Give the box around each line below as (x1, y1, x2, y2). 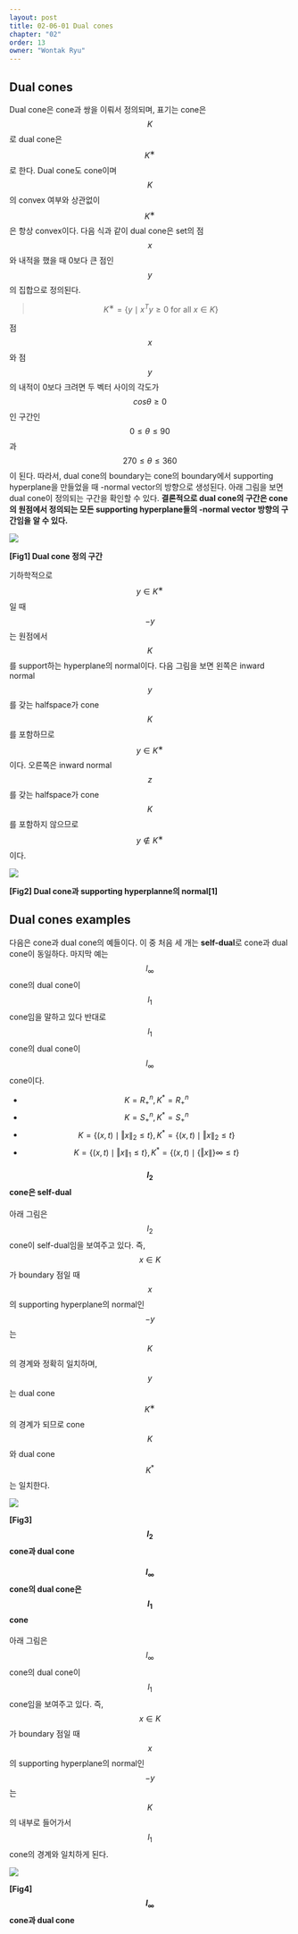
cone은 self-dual (9, 1187, 72, 1198)
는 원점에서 (9, 631, 48, 641)
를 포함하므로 (9, 729, 55, 740)
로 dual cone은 (9, 133, 62, 144)
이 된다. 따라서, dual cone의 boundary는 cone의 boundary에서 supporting (9, 470, 274, 481)
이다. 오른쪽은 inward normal (9, 760, 112, 771)
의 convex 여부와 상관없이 (9, 194, 101, 205)
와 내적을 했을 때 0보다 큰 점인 (9, 255, 114, 266)
